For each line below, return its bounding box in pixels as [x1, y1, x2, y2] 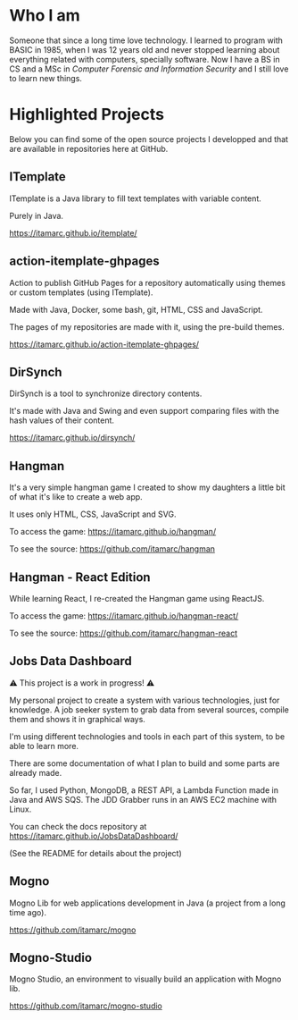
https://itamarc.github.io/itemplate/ [9, 227, 137, 238]
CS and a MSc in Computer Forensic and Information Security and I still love [9, 63, 289, 74]
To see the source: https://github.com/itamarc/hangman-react [9, 628, 238, 638]
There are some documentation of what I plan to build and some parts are [9, 757, 280, 769]
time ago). [9, 906, 47, 917]
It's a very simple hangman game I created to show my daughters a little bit [9, 482, 286, 493]
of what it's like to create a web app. [9, 492, 143, 502]
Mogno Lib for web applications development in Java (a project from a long [9, 898, 286, 908]
